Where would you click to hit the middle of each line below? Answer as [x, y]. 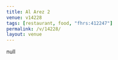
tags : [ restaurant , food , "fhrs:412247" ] [60, 23]
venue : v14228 [24, 18]
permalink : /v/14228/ [34, 29]
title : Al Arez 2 [28, 12]
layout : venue [24, 35]
